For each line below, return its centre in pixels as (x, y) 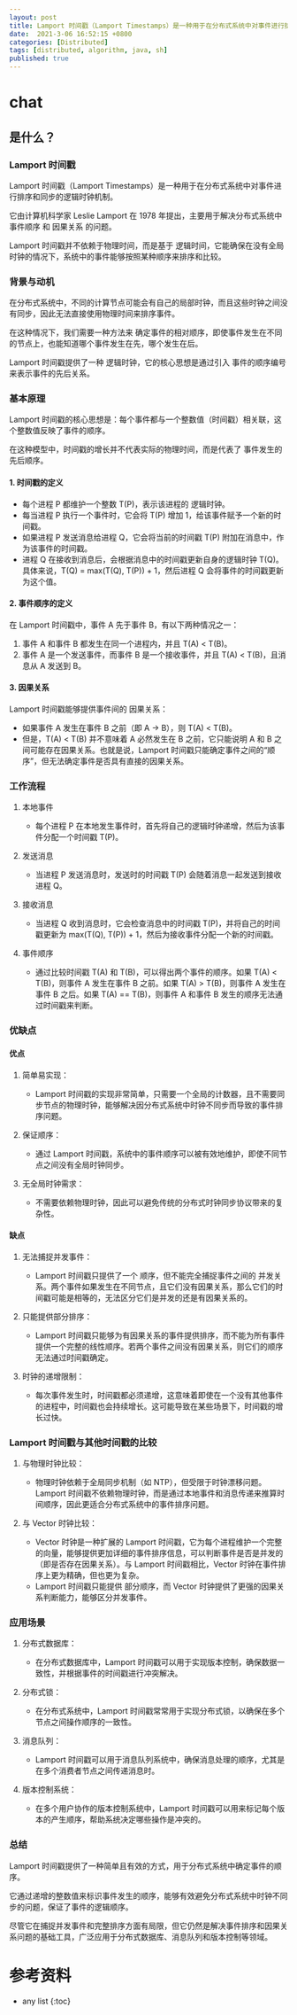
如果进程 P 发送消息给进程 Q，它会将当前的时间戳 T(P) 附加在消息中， (149, 537)
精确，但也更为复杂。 (105, 1575)
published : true (39, 58)
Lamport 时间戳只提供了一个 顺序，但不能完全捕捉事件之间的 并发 (154, 1275)
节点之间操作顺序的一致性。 (86, 1722)
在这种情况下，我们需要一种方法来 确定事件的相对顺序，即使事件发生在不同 (146, 332)
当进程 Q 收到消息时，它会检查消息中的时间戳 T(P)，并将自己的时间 (158, 923)
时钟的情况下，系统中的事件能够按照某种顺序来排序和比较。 (118, 256)
